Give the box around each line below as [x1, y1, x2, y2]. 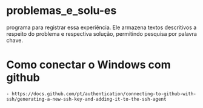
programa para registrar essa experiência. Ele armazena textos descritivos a [6, 24, 197, 31]
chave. [6, 36, 23, 44]
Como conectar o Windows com [6, 58, 171, 72]
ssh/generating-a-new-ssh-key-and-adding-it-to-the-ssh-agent [6, 96, 167, 102]
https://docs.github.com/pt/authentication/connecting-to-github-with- [12, 90, 197, 97]
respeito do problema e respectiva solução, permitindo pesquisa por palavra [6, 30, 197, 37]
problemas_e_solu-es [6, 4, 117, 18]
